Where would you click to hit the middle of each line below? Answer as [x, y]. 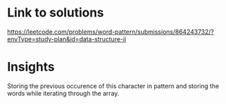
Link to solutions [56, 13]
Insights [31, 67]
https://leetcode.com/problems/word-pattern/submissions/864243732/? [111, 32]
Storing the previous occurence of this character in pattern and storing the [113, 86]
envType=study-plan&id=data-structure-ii [67, 39]
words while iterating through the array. [63, 93]
